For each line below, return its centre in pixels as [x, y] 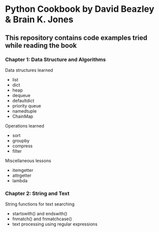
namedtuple [24, 111]
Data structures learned [29, 70]
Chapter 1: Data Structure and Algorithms [55, 59]
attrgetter [22, 175]
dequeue [21, 95]
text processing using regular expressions [55, 224]
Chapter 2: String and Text [37, 193]
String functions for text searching [40, 204]
